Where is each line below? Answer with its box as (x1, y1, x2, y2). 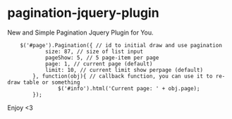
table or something (23, 79, 80, 86)
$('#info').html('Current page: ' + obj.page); (57, 84, 200, 92)
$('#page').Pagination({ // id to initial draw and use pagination (20, 42, 222, 49)
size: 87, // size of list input (44, 48, 143, 55)
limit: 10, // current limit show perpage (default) (44, 66, 203, 73)
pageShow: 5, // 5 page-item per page (44, 54, 159, 61)
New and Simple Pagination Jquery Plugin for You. (7, 28, 154, 37)
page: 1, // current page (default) (44, 60, 153, 68)
